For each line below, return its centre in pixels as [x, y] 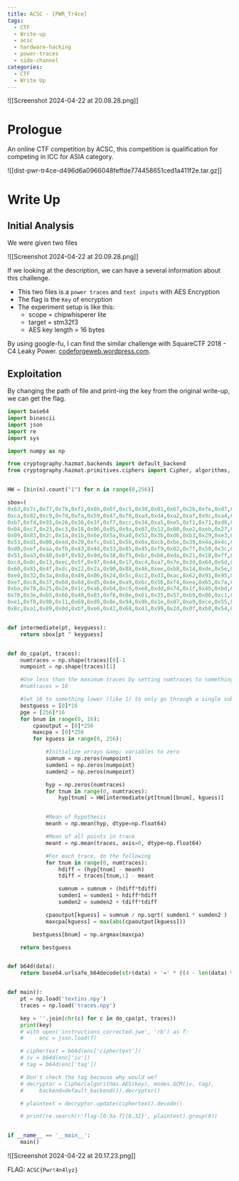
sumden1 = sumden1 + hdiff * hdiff [108, 896]
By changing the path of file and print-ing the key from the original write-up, [118, 391]
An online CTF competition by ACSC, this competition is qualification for [113, 149]
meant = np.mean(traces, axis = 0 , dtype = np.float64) [123, 843]
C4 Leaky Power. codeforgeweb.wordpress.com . [79, 351]
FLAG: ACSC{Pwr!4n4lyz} [43, 1170]
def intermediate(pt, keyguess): [57, 628]
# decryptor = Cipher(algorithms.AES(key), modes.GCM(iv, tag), [117, 1084]
